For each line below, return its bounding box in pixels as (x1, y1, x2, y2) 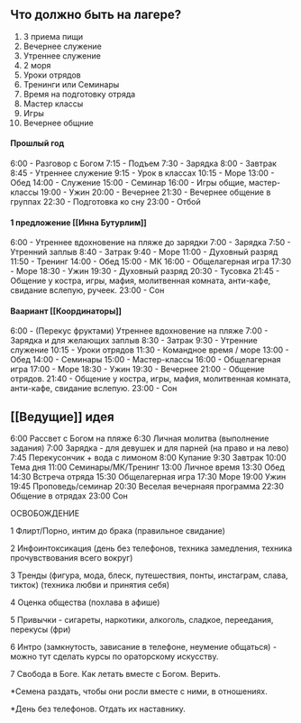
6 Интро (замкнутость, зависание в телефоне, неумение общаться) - (10, 642, 278, 653)
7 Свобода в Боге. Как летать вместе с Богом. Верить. (10, 669, 222, 680)
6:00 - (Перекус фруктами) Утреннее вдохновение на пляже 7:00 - (10, 325, 269, 336)
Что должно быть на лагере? (10, 7, 182, 23)
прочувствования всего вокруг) (10, 553, 133, 563)
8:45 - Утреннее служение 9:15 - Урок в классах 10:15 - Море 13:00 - (10, 168, 275, 178)
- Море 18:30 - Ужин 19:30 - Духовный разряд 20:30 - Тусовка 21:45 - (10, 266, 280, 277)
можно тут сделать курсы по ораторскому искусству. (10, 651, 219, 662)
